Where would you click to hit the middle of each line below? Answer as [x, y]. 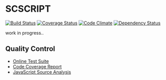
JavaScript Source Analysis [42, 72]
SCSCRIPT [28, 9]
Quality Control [30, 49]
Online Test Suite [31, 61]
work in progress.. [24, 33]
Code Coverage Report [37, 66]
